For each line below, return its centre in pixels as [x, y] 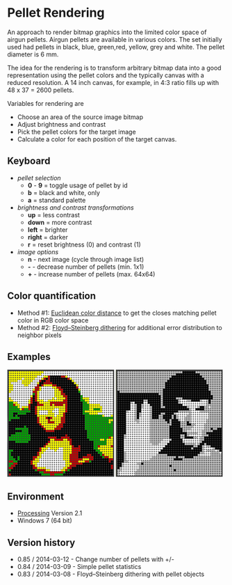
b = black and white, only [64, 192]
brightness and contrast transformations [75, 208]
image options [38, 251]
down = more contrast [60, 222]
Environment [36, 496]
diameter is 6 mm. [33, 54]
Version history [41, 542]
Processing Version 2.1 [50, 513]
